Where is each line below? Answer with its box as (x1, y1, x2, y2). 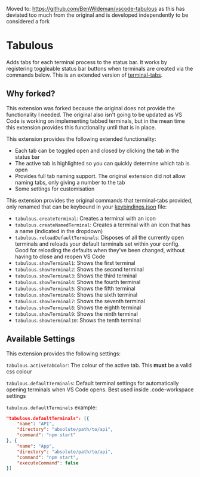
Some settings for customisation (14, 185, 95, 192)
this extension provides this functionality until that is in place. (6, 123, 156, 131)
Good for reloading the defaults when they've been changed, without (14, 246, 185, 253)
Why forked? (6, 89, 56, 99)
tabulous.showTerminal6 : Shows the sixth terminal (14, 291, 138, 298)
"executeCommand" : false (17, 460, 79, 466)
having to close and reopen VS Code (14, 253, 106, 260)
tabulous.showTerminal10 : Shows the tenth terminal (14, 316, 141, 324)
